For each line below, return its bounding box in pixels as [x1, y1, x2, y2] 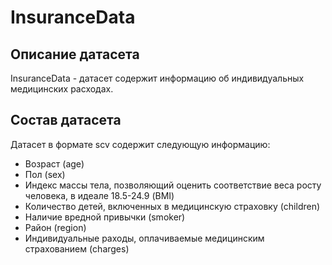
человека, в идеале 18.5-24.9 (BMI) [24, 189, 175, 201]
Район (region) [24, 221, 87, 233]
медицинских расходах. [10, 83, 114, 95]
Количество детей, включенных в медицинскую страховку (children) [24, 200, 321, 212]
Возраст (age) [24, 157, 85, 170]
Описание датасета [10, 46, 140, 63]
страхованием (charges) [24, 242, 130, 255]
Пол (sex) [24, 168, 66, 180]
